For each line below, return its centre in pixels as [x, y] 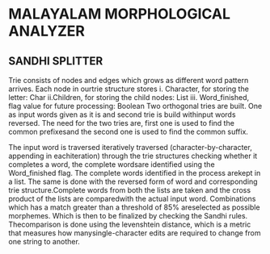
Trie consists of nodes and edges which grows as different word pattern [129, 80]
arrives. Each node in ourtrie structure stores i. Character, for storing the [129, 89]
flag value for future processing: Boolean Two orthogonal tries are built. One [135, 106]
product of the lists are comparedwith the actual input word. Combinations [132, 199]
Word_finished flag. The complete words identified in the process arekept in [135, 173]
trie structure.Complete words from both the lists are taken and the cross [130, 190]
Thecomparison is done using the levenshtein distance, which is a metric [130, 224]
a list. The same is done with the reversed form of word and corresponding [133, 181]
